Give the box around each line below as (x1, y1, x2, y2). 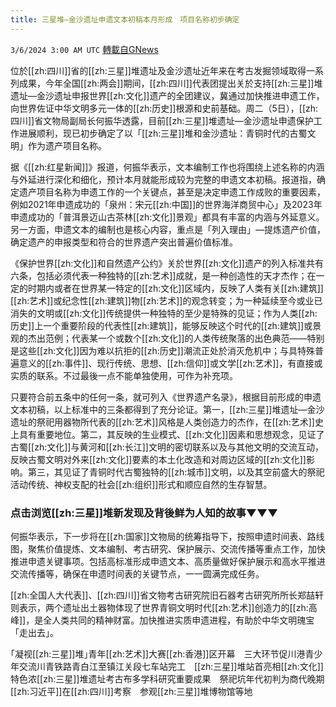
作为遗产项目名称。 (27, 139, 107, 151)
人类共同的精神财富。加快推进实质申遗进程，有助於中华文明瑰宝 (51, 614, 315, 626)
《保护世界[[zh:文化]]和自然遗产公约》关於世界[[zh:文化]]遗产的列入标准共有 (10, 257, 324, 269)
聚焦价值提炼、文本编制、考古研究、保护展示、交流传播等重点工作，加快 (27, 542, 326, 555)
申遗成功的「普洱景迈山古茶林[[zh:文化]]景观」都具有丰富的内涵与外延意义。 (10, 211, 325, 223)
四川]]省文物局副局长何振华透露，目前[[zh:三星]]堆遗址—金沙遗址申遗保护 (10, 114, 314, 126)
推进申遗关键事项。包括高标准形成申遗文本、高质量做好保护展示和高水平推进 (10, 555, 326, 567)
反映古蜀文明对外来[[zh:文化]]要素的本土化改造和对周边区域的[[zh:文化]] (10, 453, 307, 465)
